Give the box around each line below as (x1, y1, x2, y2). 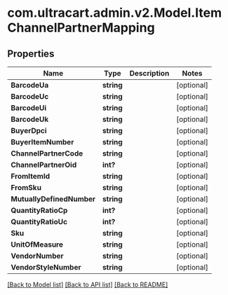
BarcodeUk (11, 114, 49, 124)
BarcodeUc (11, 92, 49, 101)
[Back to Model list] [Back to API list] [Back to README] (7, 280, 168, 289)
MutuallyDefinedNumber (11, 194, 96, 204)
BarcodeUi (11, 103, 47, 113)
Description (129, 69, 170, 78)
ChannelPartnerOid (11, 160, 77, 170)
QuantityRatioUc (11, 217, 68, 226)
